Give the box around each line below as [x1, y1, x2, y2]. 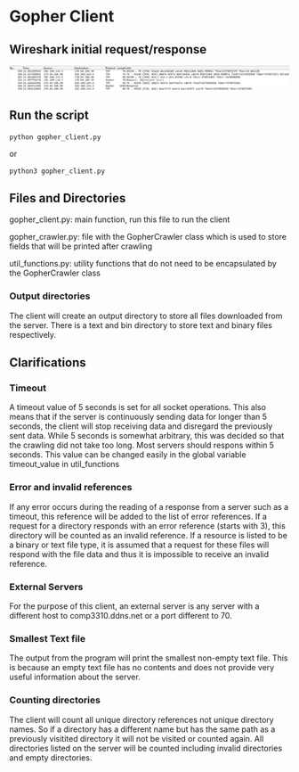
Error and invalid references [9, 481, 133, 494]
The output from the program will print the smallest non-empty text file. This [9, 653, 288, 663]
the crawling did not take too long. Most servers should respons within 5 [9, 439, 274, 451]
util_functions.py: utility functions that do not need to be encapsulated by [9, 259, 278, 269]
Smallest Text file [9, 632, 86, 645]
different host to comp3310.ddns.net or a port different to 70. [9, 611, 233, 620]
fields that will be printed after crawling [9, 241, 153, 251]
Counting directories [9, 694, 101, 706]
